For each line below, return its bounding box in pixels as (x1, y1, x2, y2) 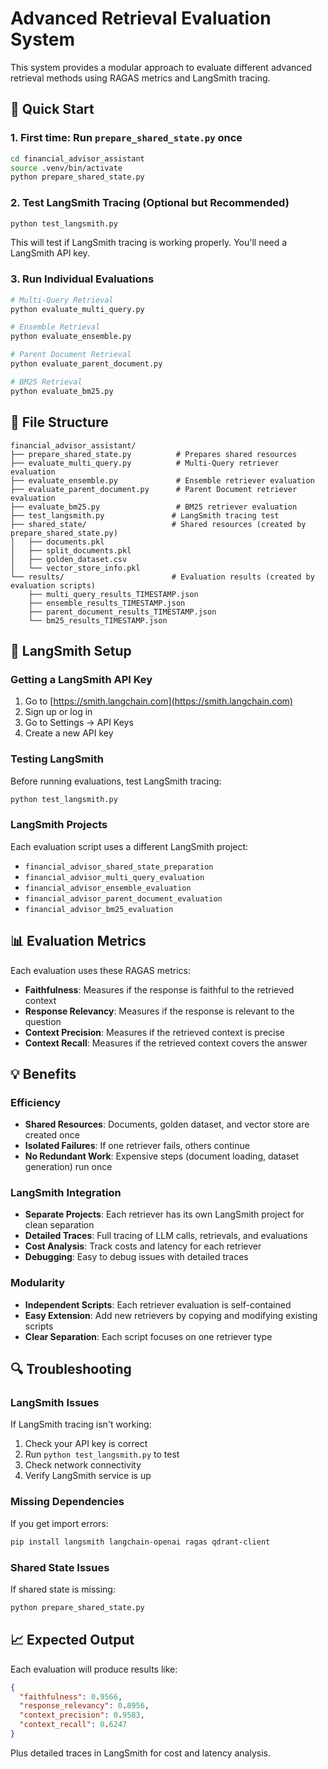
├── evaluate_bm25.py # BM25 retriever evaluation (10, 502, 298, 512)
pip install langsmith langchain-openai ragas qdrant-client (10, 1537, 271, 1547)
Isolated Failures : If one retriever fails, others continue (24, 1140, 250, 1152)
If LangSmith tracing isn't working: (10, 1418, 152, 1431)
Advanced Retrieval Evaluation (10, 7, 272, 30)
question (24, 1015, 62, 1027)
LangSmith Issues (10, 1396, 100, 1410)
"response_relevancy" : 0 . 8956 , (19, 1701, 150, 1711)
